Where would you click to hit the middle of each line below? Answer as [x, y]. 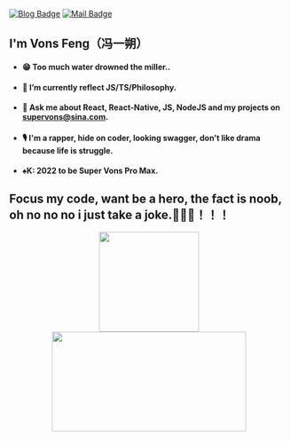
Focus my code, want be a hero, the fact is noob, [145, 198]
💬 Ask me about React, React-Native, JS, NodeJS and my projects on [151, 107]
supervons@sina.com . [65, 117]
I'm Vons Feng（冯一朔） [78, 44]
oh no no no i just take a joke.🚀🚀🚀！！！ [120, 214]
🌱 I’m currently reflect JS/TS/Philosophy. [99, 87]
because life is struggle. [67, 150]
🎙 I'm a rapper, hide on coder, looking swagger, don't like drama [141, 138]
